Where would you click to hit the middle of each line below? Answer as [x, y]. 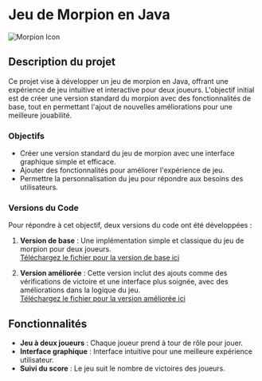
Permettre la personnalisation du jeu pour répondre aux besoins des [131, 179]
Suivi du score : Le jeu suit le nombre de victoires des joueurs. [122, 368]
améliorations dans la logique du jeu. [80, 290]
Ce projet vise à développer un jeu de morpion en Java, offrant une [118, 81]
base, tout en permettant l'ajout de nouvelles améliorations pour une [121, 106]
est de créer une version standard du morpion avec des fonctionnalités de [130, 98]
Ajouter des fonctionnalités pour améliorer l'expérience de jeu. [122, 170]
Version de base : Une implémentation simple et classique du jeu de [132, 240]
